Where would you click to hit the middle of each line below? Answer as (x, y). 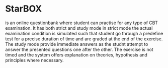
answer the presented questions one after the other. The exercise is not (79, 49)
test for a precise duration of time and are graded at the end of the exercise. (84, 39)
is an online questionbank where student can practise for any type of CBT (81, 23)
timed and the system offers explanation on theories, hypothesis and (76, 55)
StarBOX (24, 9)
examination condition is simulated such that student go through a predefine (84, 33)
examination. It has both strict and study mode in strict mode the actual (79, 28)
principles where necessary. (34, 60)
